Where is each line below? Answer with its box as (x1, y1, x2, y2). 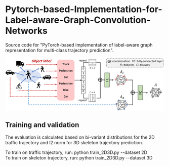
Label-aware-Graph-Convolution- (5, 14, 151, 26)
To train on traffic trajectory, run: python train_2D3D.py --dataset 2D (5, 149, 148, 155)
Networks (5, 25, 48, 36)
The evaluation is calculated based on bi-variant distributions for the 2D (5, 134, 155, 140)
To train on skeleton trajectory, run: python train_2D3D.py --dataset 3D (5, 154, 153, 160)
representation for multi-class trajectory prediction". (5, 47, 114, 53)
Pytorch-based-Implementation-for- (5, 4, 163, 15)
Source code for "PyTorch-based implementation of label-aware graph (5, 41, 153, 48)
